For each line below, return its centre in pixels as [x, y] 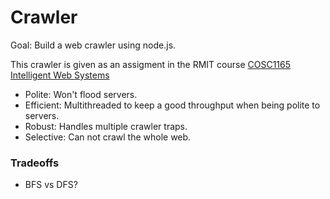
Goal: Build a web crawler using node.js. [93, 45]
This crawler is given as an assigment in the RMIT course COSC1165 [151, 64]
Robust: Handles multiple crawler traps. [106, 126]
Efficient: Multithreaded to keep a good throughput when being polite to [172, 105]
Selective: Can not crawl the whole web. [108, 137]
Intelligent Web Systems [60, 75]
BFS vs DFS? [51, 185]
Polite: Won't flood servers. [81, 94]
